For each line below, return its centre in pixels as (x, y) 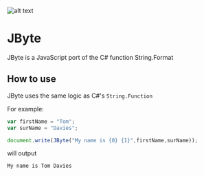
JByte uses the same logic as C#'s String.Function (80, 96)
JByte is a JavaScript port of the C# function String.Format (90, 57)
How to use (32, 79)
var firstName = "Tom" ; (41, 121)
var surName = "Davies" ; (43, 128)
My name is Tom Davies (39, 166)
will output (22, 153)
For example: (26, 109)
